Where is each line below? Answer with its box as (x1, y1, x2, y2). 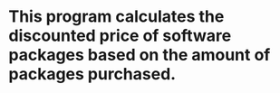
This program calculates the (8, 6, 225, 27)
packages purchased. (8, 64, 177, 85)
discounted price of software (8, 25, 232, 46)
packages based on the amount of (8, 45, 271, 65)
